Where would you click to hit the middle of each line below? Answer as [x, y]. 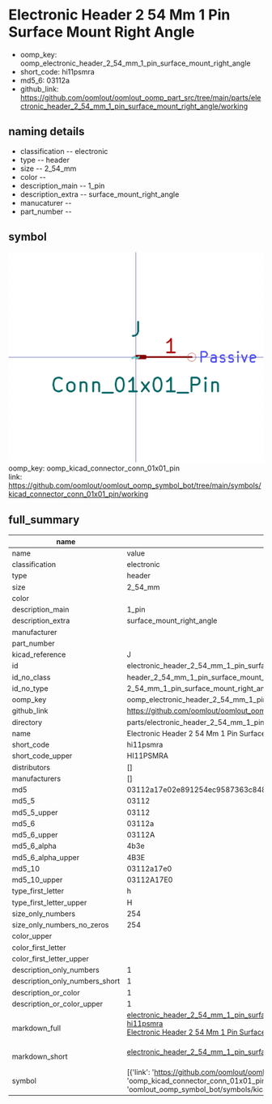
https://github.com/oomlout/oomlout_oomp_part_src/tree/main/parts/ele [140, 97]
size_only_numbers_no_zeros [60, 925]
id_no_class [31, 677]
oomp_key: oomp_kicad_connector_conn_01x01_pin [94, 468]
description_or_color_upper [57, 1004]
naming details [47, 132]
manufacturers [36, 778]
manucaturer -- [46, 202]
